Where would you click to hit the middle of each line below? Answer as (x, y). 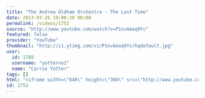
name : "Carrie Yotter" (41, 68)
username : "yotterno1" (41, 63)
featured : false (27, 35)
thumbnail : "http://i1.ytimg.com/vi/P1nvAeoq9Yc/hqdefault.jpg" (90, 46)
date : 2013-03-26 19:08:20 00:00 (49, 18)
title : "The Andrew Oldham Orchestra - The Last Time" (77, 12)
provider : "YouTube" (33, 40)
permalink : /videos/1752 (38, 23)
